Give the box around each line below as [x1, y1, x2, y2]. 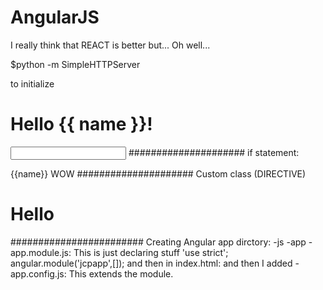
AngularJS [10, 6, 100, 29]
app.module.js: [10, 246, 72, 258]
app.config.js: [10, 267, 67, 280]
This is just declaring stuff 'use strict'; [73, 246, 229, 258]
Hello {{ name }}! [10, 113, 153, 136]
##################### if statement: [128, 146, 300, 158]
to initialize [10, 77, 55, 90]
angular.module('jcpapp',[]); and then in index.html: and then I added [10, 257, 293, 269]
